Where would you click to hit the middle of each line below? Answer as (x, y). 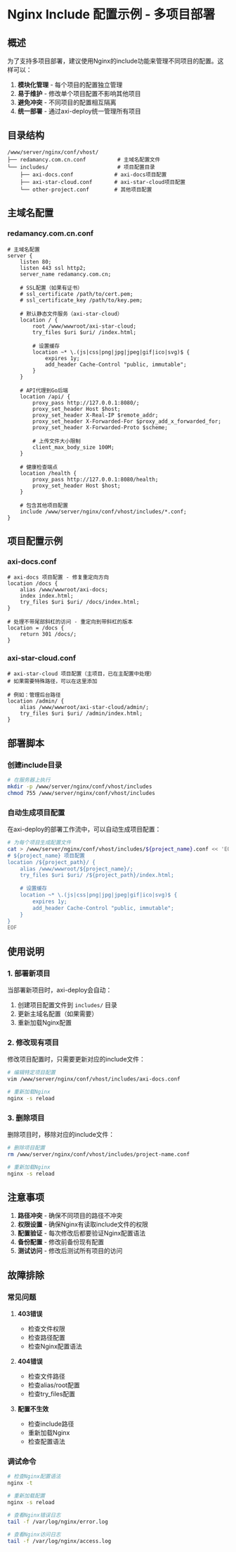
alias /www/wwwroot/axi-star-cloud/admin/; (85, 708)
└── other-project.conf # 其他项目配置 (86, 190)
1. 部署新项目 (29, 973)
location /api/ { (45, 396)
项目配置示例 (35, 541)
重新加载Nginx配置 (45, 1023)
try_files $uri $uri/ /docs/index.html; (80, 602)
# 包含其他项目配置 (44, 505)
